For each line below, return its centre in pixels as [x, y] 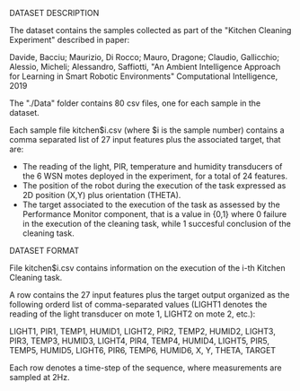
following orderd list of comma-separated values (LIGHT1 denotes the [138, 304]
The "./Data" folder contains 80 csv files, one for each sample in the [135, 103]
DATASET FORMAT [44, 251]
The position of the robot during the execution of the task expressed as [154, 186]
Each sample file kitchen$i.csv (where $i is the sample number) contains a [147, 130]
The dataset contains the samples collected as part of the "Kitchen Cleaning [150, 30]
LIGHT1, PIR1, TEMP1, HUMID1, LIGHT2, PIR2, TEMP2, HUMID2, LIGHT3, [142, 331]
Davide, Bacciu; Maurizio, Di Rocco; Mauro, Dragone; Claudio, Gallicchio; [145, 57]
